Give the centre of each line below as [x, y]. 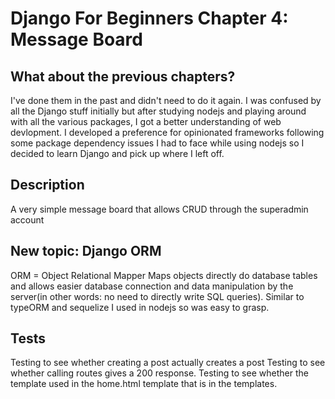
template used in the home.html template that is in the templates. [144, 384]
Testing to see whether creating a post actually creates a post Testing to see [168, 363]
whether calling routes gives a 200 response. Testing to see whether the [159, 373]
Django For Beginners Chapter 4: [149, 18]
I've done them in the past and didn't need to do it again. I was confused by [166, 100]
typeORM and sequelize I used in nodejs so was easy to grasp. [140, 307]
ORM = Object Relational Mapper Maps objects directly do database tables [164, 275]
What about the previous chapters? [123, 76]
